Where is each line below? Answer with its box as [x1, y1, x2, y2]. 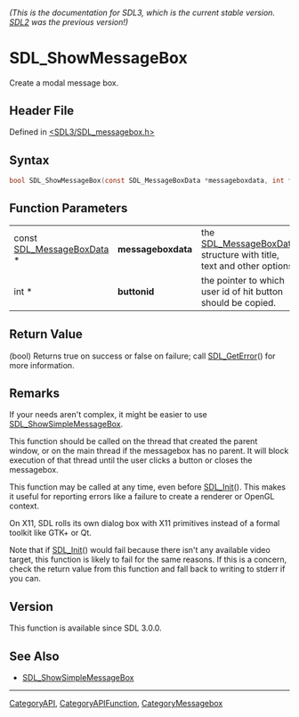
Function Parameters [9, 201, 128, 216]
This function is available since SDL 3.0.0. [9, 622, 162, 633]
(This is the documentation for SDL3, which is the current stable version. [9, 7, 276, 18]
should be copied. [200, 296, 277, 309]
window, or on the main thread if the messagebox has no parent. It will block [9, 446, 289, 457]
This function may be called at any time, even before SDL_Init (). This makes [9, 482, 287, 492]
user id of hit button [200, 285, 283, 298]
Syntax [9, 152, 50, 168]
